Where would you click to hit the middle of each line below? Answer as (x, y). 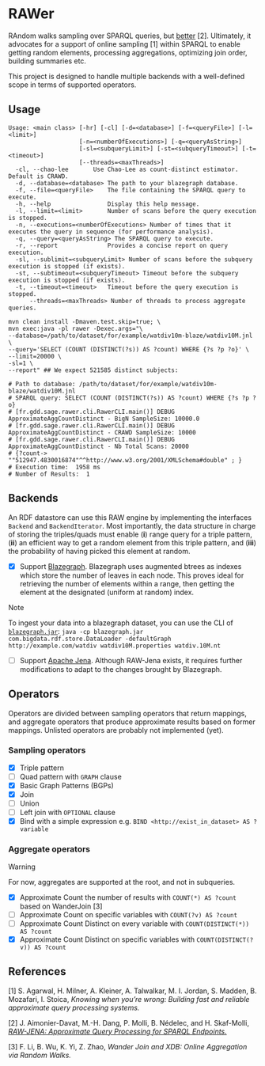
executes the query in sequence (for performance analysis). (111, 231)
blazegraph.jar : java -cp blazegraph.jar (76, 631)
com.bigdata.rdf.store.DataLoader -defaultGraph (90, 639)
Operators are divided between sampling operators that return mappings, (128, 713)
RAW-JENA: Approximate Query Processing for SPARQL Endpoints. (117, 1031)
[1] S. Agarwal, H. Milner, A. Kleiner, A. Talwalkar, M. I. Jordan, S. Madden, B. (132, 991)
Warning (22, 867)
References (37, 971)
